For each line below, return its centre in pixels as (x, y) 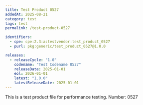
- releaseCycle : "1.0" (33, 60)
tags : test (16, 24)
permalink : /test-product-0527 (38, 28)
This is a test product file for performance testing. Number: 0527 (71, 97)
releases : (15, 55)
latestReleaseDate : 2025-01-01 (47, 83)
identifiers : (19, 37)
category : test (21, 19)
